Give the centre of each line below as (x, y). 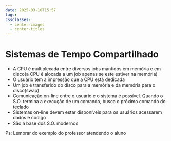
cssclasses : (18, 19)
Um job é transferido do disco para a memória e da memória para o (84, 85)
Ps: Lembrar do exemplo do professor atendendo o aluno (66, 133)
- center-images (27, 24)
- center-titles (27, 29)
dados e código (29, 118)
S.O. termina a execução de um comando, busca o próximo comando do (89, 102)
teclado (21, 107)
